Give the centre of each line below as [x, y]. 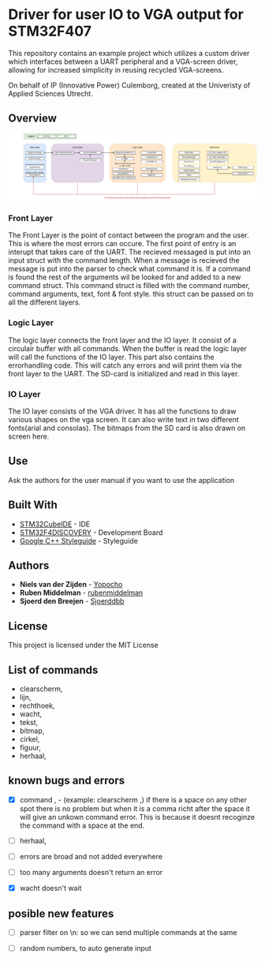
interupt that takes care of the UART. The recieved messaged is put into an [129, 252]
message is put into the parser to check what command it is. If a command [129, 269]
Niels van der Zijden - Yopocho [71, 585]
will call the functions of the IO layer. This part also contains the [111, 357]
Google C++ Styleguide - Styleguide [78, 540]
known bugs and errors [66, 781]
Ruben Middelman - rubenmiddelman [81, 593]
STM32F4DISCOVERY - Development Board [91, 532]
